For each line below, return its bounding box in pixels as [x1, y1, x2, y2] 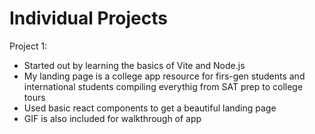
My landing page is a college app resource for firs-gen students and [23, 70, 306, 82]
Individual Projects [9, 7, 168, 30]
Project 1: [9, 40, 48, 52]
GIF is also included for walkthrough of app [23, 112, 202, 124]
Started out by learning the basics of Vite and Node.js [23, 59, 246, 71]
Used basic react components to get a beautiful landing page [23, 102, 277, 114]
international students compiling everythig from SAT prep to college [23, 80, 304, 92]
